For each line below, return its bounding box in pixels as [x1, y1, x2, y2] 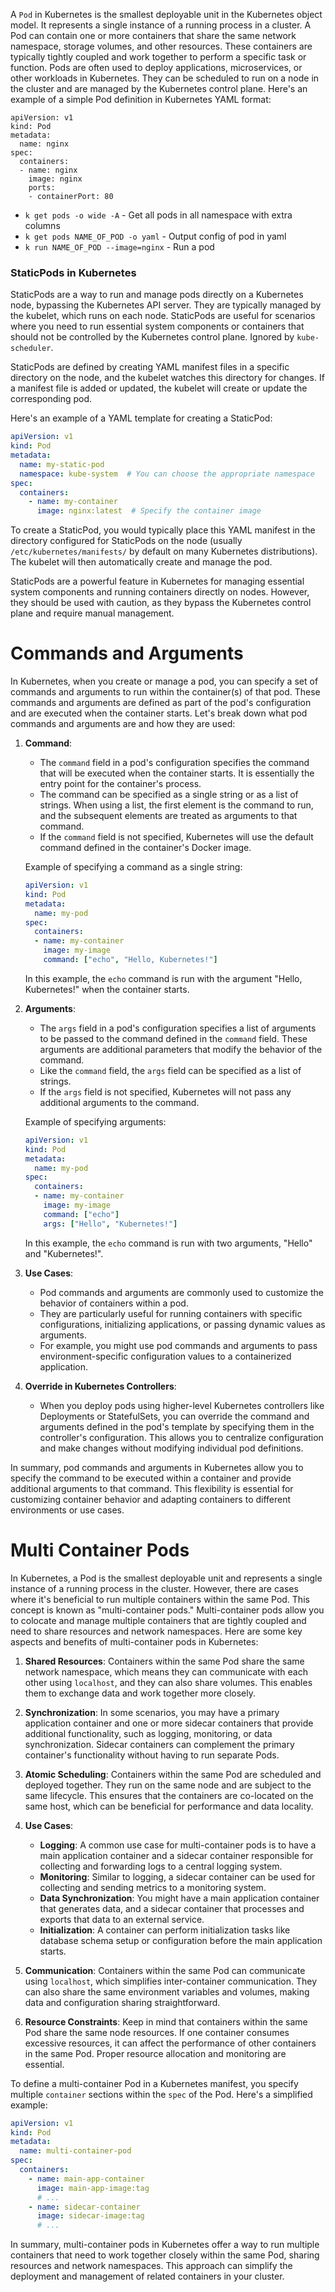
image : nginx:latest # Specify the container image [36, 506, 262, 516]
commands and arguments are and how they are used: [10, 718, 236, 730]
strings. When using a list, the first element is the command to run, [39, 799, 314, 811]
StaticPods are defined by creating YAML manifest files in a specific [10, 361, 290, 373]
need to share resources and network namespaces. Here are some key [10, 1625, 303, 1637]
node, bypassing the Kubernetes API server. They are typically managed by [10, 299, 322, 311]
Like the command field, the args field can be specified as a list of [39, 1064, 302, 1076]
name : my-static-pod [19, 459, 105, 469]
